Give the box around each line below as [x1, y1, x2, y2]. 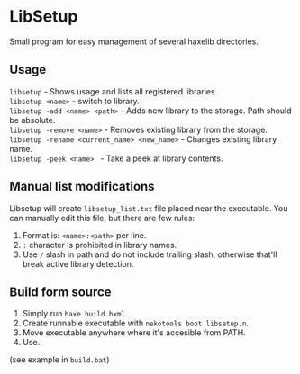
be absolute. [9, 114, 56, 125]
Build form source [9, 284, 112, 299]
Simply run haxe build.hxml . [22, 308, 128, 319]
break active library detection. [22, 258, 134, 269]
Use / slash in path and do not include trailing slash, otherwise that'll [22, 249, 277, 260]
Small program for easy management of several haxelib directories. [9, 36, 259, 47]
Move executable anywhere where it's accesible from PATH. [22, 327, 246, 338]
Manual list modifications [9, 179, 155, 194]
